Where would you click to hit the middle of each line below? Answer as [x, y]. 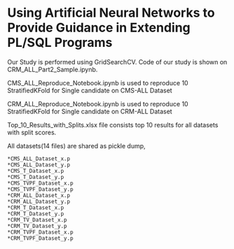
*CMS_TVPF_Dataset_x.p [40, 183]
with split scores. [32, 132]
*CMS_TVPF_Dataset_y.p [40, 189]
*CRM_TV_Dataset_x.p [37, 220]
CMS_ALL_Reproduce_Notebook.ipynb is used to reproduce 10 [98, 83]
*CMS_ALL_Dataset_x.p [39, 159]
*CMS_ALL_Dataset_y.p [39, 165]
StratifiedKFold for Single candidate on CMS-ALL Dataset [90, 90]
